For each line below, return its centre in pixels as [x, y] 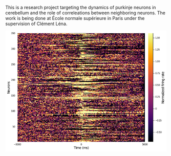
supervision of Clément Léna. [36, 24]
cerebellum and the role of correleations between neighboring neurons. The [85, 13]
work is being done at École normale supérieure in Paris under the [75, 18]
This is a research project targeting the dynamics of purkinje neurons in [81, 7]
